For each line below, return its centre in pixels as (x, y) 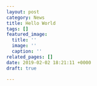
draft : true (21, 68)
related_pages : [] (30, 57)
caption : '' (27, 51)
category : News (26, 18)
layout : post (23, 12)
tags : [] (17, 29)
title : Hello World (31, 23)
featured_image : (27, 35)
